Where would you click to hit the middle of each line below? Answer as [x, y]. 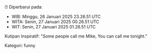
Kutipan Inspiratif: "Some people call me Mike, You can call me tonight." [76, 36]
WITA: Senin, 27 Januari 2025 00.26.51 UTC [55, 22]
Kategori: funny [20, 46]
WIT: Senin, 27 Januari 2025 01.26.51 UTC [53, 27]
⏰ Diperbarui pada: [24, 7]
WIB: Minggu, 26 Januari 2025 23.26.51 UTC [56, 17]
